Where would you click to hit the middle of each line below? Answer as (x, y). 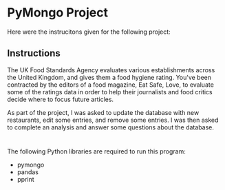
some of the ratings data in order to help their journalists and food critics (110, 92)
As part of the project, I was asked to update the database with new (103, 112)
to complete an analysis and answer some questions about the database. (111, 127)
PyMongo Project (58, 13)
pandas (28, 172)
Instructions (34, 53)
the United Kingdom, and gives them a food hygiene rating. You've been (109, 77)
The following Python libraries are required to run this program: (96, 151)
